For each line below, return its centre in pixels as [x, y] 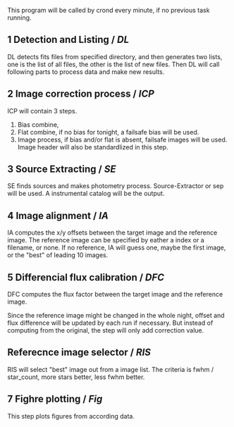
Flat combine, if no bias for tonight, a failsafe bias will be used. [108, 132]
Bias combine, [38, 124]
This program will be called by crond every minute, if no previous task [109, 10]
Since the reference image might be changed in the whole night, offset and [116, 316]
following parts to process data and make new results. [86, 72]
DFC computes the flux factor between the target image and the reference [115, 295]
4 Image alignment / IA [58, 215]
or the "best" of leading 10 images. [58, 255]
